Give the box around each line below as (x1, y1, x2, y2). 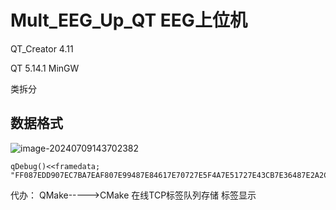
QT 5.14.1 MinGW (10, 62, 80, 74)
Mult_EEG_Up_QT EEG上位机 (10, 9, 248, 32)
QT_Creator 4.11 (10, 42, 74, 55)
